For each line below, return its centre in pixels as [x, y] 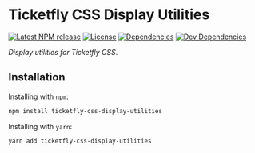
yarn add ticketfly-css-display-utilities [80, 141]
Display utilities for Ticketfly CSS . [63, 52]
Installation [37, 77]
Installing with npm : [39, 96]
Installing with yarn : [40, 126]
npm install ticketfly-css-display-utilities [85, 111]
